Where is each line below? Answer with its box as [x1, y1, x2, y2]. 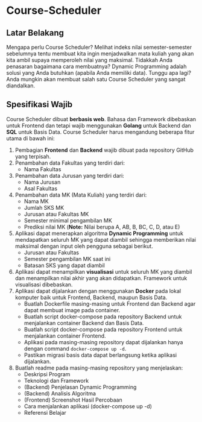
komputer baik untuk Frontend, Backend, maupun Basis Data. [14, 294, 168, 301]
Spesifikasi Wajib [6, 99, 73, 110]
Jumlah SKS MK [24, 204, 65, 211]
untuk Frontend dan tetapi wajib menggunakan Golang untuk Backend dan [6, 122, 191, 129]
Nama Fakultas [24, 165, 62, 172]
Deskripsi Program [24, 370, 71, 377]
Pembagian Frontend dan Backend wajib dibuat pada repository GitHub [14, 146, 194, 154]
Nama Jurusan [24, 178, 61, 186]
